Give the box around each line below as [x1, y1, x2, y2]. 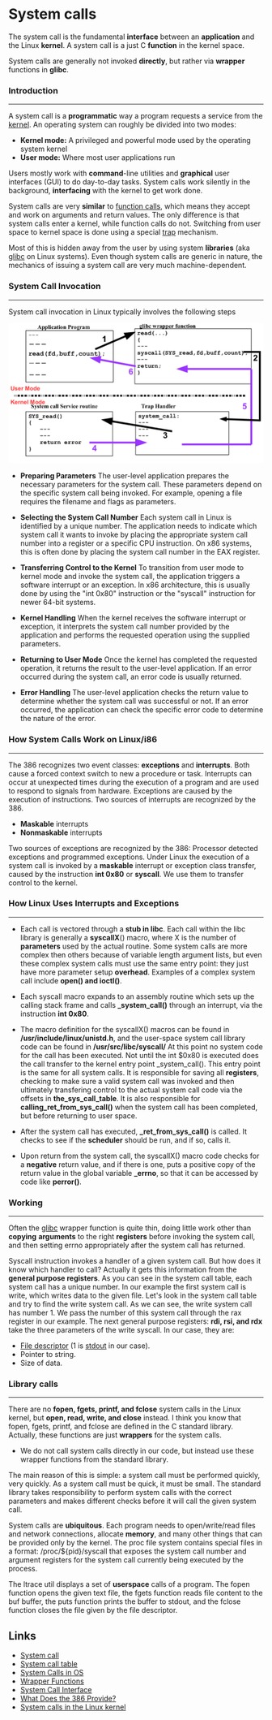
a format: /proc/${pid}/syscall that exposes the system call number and [8, 1546, 247, 1556]
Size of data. [19, 1358, 63, 1368]
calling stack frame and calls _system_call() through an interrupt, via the [19, 1000, 263, 1009]
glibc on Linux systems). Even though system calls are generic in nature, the [8, 252, 263, 261]
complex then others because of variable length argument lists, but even [19, 949, 262, 959]
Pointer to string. [19, 1350, 76, 1359]
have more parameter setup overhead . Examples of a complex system [19, 967, 256, 977]
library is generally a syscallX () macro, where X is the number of [19, 932, 236, 942]
